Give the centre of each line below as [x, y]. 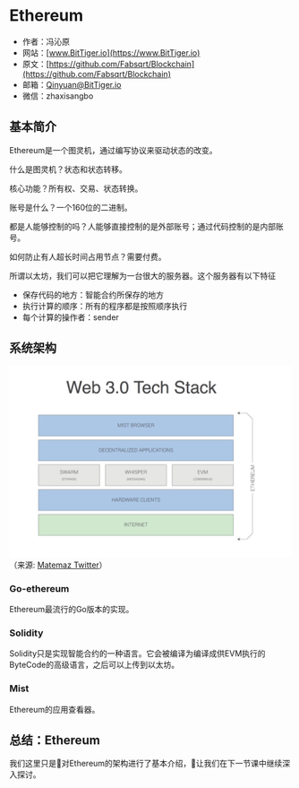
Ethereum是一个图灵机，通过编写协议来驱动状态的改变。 [113, 150]
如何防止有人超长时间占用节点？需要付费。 [88, 256]
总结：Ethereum [55, 740]
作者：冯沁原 [46, 41]
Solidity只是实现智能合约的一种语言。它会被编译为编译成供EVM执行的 [137, 654]
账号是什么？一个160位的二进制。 [71, 207]
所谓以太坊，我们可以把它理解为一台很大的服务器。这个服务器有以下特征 [142, 275]
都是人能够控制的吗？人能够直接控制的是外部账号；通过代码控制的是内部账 [146, 226]
